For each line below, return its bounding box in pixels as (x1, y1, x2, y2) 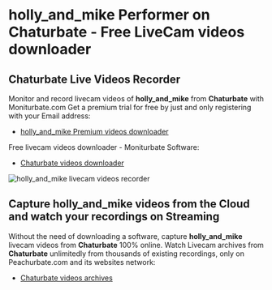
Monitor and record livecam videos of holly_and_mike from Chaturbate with (8, 94, 265, 103)
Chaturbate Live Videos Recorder (8, 72, 181, 86)
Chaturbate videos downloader (19, 158, 124, 168)
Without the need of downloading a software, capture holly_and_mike (8, 231, 243, 241)
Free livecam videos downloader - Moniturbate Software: (8, 143, 200, 151)
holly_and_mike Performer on (8, 6, 210, 24)
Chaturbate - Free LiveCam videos (8, 23, 245, 41)
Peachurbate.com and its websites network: (8, 257, 156, 267)
